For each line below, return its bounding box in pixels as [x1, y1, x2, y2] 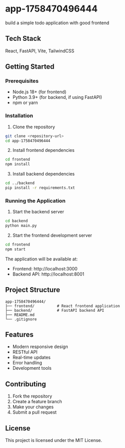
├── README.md [5, 312, 35, 317]
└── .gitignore [5, 316, 37, 322]
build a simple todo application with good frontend [5, 20, 109, 26]
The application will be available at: [5, 256, 78, 262]
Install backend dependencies [12, 171, 75, 177]
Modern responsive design [12, 344, 68, 350]
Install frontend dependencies [12, 147, 75, 153]
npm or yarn [12, 99, 38, 106]
